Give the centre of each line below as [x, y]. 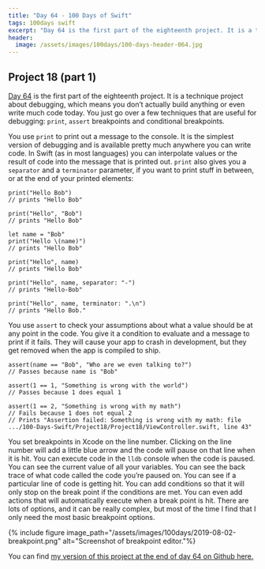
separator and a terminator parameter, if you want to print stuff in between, [131, 170]
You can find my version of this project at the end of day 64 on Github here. [131, 556]
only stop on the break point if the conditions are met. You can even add [125, 492]
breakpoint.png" [35, 541]
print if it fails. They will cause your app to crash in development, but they [127, 341]
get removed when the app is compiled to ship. [84, 350]
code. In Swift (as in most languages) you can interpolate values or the [123, 153]
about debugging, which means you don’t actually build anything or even [127, 104]
